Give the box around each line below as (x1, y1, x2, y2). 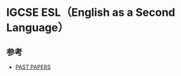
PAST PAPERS (15, 63, 51, 71)
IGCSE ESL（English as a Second (6, 5, 176, 19)
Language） (6, 21, 69, 35)
